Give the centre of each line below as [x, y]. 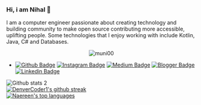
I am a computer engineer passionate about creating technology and [91, 23]
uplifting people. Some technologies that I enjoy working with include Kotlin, [101, 35]
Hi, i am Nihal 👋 [29, 10]
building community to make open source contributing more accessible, [96, 29]
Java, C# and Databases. [37, 42]
